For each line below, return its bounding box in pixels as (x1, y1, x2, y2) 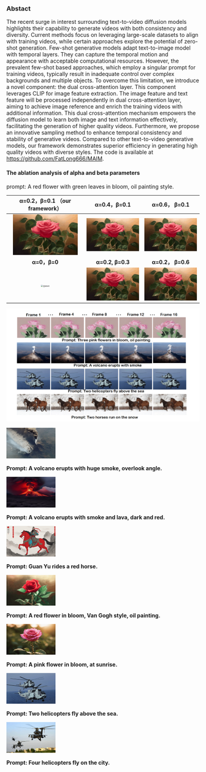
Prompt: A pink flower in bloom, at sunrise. (6, 660, 118, 668)
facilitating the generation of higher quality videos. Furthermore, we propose (6, 123, 200, 130)
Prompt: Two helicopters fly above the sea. (6, 709, 118, 717)
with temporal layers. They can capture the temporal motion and (6, 51, 169, 58)
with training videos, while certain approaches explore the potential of (6, 38, 183, 45)
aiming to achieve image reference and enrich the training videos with (6, 103, 183, 110)
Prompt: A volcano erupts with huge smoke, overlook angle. (6, 464, 162, 472)
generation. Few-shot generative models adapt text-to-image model (18, 44, 191, 52)
